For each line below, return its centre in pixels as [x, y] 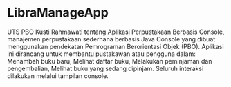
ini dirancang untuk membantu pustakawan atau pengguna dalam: [101, 54]
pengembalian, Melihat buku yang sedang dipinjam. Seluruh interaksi [105, 68]
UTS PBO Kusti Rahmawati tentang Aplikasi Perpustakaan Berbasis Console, [116, 32]
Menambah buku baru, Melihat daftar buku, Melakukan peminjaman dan [110, 61]
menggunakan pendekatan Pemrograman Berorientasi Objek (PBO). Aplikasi [115, 46]
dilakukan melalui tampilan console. [58, 76]
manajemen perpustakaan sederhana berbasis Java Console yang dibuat [111, 39]
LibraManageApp [58, 13]
